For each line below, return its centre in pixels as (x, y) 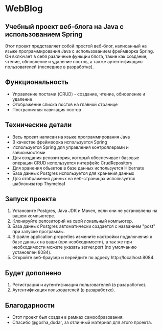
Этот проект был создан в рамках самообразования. (68, 317)
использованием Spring (44, 34)
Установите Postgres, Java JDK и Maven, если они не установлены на (85, 211)
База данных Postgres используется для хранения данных (73, 173)
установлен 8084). (32, 252)
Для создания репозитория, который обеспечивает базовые (76, 158)
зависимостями (29, 152)
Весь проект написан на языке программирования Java (71, 137)
